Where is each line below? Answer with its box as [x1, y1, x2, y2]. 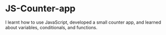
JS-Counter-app [5, 3, 76, 14]
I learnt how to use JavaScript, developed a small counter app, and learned [5, 19, 161, 25]
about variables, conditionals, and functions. [5, 24, 97, 30]
